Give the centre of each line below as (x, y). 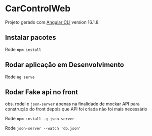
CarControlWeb (38, 9)
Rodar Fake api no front (41, 92)
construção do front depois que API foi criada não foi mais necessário (76, 109)
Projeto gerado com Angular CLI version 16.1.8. (53, 22)
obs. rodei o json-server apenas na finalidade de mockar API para (72, 104)
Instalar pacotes (31, 38)
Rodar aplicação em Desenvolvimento (65, 65)
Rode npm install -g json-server (40, 119)
